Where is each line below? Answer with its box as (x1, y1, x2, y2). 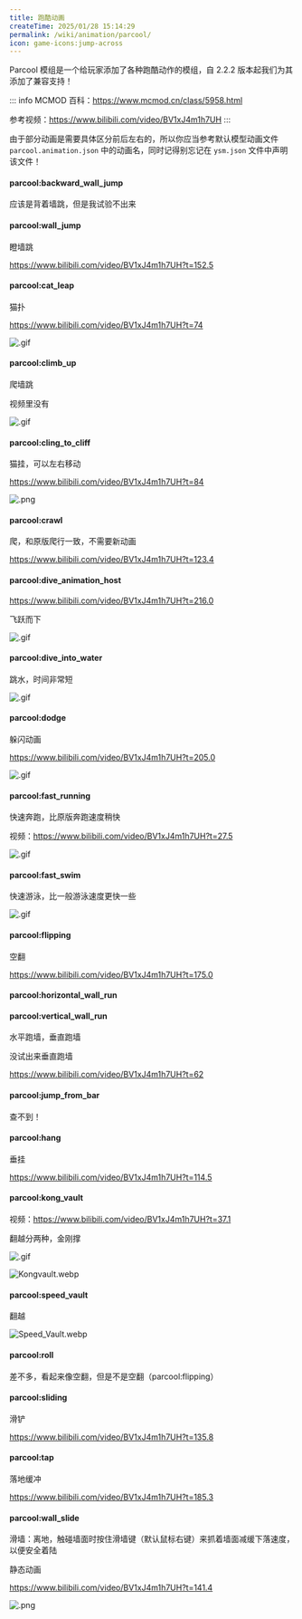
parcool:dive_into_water (9, 653, 103, 664)
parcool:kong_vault (9, 1193, 84, 1203)
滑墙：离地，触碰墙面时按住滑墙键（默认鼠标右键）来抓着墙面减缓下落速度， (9, 1534, 295, 1545)
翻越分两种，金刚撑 (9, 1233, 81, 1244)
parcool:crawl (9, 514, 63, 525)
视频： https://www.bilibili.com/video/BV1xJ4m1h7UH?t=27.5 (9, 830, 233, 842)
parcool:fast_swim (9, 869, 81, 880)
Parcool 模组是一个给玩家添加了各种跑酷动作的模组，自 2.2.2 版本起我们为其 (9, 64, 294, 75)
